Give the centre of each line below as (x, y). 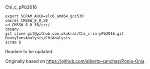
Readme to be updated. (29, 51)
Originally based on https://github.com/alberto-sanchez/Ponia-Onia (75, 61)
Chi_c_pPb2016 (21, 7)
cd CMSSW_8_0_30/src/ (28, 25)
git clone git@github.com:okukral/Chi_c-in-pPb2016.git (64, 34)
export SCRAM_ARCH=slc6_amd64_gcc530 (44, 16)
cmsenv (12, 29)
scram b (13, 42)
